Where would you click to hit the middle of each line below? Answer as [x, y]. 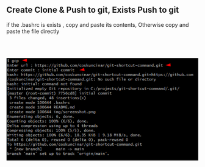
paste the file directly [33, 31]
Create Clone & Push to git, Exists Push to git [93, 10]
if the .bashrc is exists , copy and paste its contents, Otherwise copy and [98, 24]
